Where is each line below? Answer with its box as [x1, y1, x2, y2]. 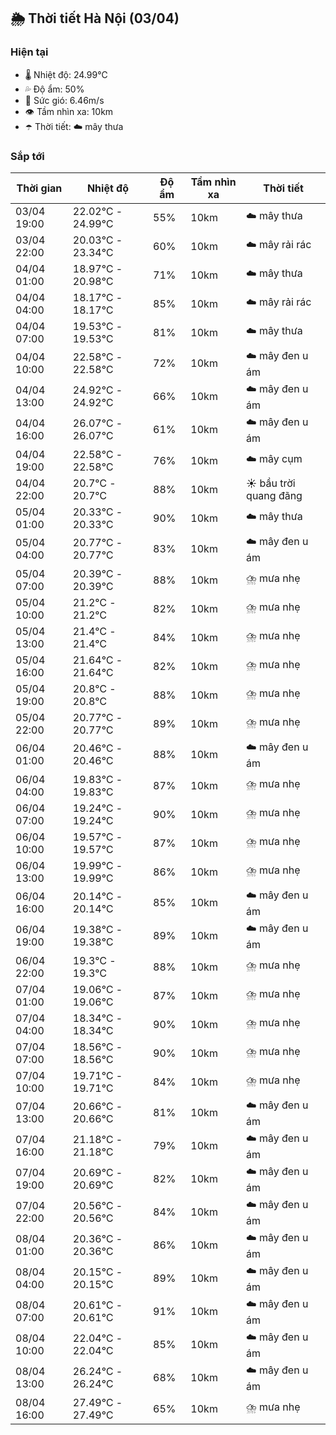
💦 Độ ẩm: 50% [24, 83, 85, 95]
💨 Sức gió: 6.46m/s [24, 94, 105, 106]
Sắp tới [10, 149, 45, 163]
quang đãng [246, 488, 303, 502]
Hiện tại [10, 45, 49, 59]
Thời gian [16, 181, 63, 195]
